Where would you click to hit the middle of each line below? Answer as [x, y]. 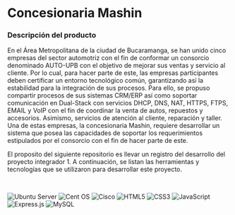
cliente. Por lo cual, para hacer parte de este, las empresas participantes [113, 73]
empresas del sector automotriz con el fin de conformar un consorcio [108, 58]
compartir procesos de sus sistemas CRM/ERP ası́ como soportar [102, 95]
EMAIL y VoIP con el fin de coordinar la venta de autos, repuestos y [105, 110]
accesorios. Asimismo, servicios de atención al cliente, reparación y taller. [115, 118]
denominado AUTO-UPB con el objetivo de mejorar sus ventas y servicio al [116, 66]
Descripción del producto [52, 35]
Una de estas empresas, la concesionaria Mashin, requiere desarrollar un [114, 126]
